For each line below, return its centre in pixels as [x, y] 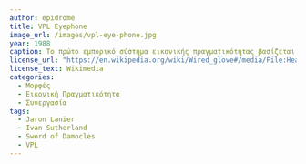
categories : [32, 77]
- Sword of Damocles [56, 137]
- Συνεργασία [42, 102]
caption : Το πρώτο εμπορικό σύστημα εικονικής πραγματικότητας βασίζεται [153, 52]
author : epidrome [42, 18]
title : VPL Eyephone [49, 26]
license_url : [34, 60]
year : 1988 [30, 43]
